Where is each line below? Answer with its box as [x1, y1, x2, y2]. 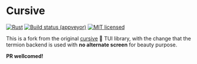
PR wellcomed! [6, 52, 44, 59]
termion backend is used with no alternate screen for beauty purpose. [6, 41, 178, 48]
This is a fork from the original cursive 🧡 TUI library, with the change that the [6, 35, 191, 42]
